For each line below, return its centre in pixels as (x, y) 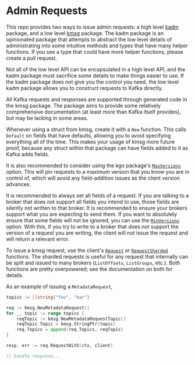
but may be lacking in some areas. (47, 118)
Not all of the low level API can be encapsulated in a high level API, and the (96, 69)
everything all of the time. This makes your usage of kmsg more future (91, 142)
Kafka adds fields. (28, 154)
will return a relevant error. (38, 239)
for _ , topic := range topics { (45, 313)
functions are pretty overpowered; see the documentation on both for (89, 269)
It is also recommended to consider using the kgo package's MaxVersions (94, 166)
